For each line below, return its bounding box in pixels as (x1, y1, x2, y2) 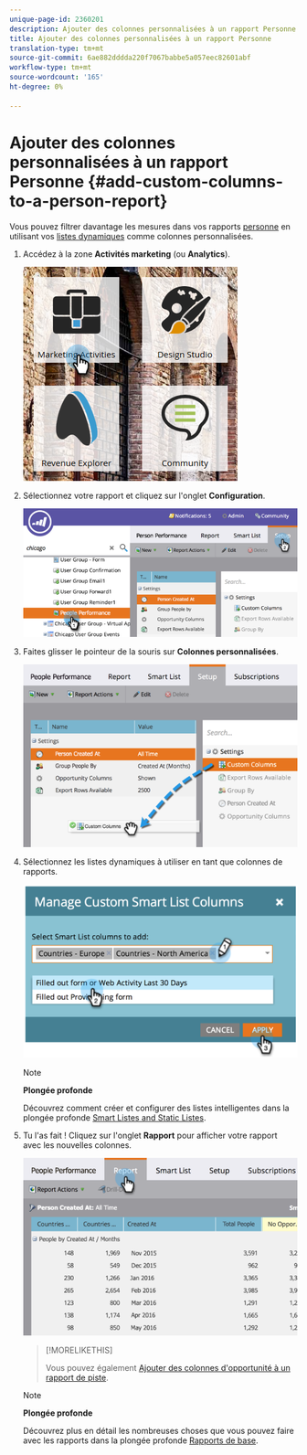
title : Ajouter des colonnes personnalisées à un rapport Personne (9, 34, 272, 43)
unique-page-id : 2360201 (9, 15, 104, 24)
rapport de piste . (45, 1372, 109, 1383)
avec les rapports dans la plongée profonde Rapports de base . (22, 1435, 259, 1446)
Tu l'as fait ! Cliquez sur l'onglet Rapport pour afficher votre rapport (22, 1130, 278, 1142)
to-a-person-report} (9, 190, 168, 211)
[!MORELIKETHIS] (45, 1344, 113, 1355)
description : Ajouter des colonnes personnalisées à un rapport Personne (9, 24, 297, 34)
